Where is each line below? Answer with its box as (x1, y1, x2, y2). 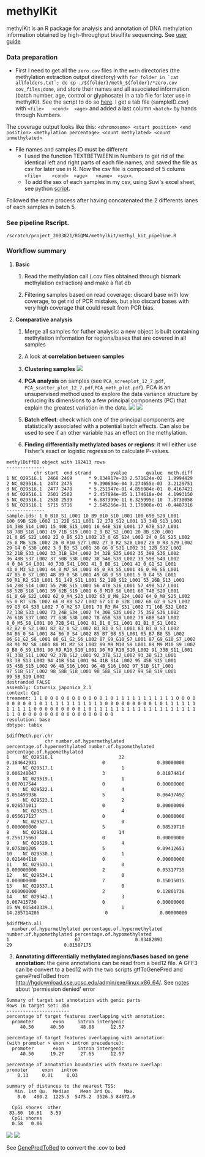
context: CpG (6, 690, 40, 696)
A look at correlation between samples (24, 353, 124, 360)
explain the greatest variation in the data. (24, 403, 128, 411)
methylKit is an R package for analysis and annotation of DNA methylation (6, 25, 193, 32)
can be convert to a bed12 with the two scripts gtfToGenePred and (15, 966, 184, 973)
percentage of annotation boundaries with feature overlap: (6, 1061, 163, 1067)
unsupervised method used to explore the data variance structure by (24, 390, 198, 397)
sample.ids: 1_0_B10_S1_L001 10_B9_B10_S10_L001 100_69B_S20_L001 (6, 513, 179, 519)
